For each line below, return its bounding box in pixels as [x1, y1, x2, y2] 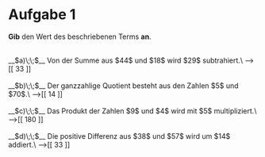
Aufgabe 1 [8, 6, 76, 24]
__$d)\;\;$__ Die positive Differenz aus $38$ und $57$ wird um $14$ [8, 131, 231, 140]
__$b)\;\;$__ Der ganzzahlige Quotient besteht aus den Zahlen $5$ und [8, 81, 240, 90]
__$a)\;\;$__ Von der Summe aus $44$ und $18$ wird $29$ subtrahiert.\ [8, 56, 244, 65]
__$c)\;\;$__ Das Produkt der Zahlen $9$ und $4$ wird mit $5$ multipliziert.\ [8, 105, 257, 116]
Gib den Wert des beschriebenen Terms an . [8, 32, 152, 41]
